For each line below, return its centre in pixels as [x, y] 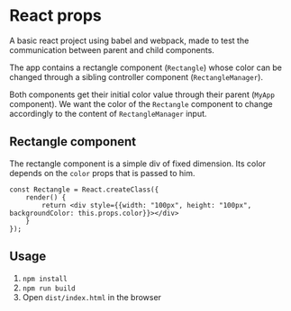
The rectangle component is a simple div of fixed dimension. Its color [138, 164]
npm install [45, 279]
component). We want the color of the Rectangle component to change [141, 103]
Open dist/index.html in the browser [92, 297]
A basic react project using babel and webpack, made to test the [129, 40]
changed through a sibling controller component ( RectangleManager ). [136, 76]
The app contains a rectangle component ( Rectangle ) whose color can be [145, 67]
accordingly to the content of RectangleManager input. [108, 113]
